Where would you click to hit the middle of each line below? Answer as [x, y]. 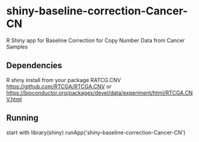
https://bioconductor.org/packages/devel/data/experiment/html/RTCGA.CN [99, 93]
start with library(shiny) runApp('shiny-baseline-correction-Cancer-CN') [96, 132]
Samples [17, 47]
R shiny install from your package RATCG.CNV [64, 80]
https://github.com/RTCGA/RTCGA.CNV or [59, 86]
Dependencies [34, 66]
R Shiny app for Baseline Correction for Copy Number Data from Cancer [96, 40]
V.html [14, 99]
